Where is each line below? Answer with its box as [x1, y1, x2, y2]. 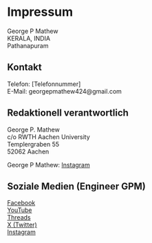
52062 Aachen [7, 147, 50, 156]
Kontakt [7, 61, 43, 73]
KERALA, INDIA [7, 34, 50, 42]
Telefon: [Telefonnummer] [7, 80, 81, 88]
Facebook [7, 199, 36, 207]
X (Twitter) [7, 221, 38, 229]
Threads [7, 213, 31, 222]
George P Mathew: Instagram [7, 160, 91, 169]
